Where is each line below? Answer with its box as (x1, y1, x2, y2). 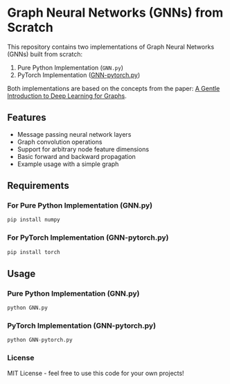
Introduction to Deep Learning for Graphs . (7, 92, 127, 100)
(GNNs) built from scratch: (7, 50, 83, 58)
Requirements (7, 180, 69, 192)
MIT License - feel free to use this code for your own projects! (7, 369, 185, 377)
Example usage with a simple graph (17, 160, 119, 168)
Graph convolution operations (17, 137, 103, 146)
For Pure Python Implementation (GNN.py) (7, 201, 153, 210)
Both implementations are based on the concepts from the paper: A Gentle (7, 84, 220, 92)
